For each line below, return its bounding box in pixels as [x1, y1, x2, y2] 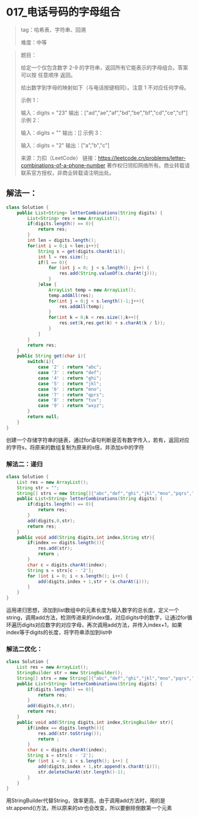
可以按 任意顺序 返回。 [20, 71, 76, 78]
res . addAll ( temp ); [59, 304, 105, 309]
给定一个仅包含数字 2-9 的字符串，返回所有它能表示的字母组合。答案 [20, 63, 188, 71]
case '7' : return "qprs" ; [37, 392, 105, 398]
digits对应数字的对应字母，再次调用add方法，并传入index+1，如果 [21, 621, 182, 628]
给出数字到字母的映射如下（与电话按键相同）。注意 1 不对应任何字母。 [20, 84, 190, 91]
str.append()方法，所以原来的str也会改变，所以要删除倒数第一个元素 [6, 805, 172, 812]
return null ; [27, 414, 60, 420]
